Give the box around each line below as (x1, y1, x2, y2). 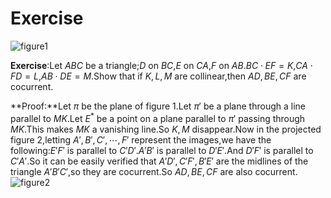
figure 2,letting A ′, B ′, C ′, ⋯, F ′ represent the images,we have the (10, 133, 272, 146)
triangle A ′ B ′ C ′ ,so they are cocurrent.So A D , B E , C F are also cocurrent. (10, 165, 298, 177)
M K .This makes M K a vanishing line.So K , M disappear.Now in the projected (10, 123, 322, 135)
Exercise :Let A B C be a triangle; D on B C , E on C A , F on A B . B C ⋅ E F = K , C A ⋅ (10, 59, 313, 71)
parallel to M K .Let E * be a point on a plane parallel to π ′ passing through (10, 110, 306, 124)
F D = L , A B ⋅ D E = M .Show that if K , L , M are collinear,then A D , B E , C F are (10, 70, 307, 82)
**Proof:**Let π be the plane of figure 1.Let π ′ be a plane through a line (10, 100, 306, 112)
